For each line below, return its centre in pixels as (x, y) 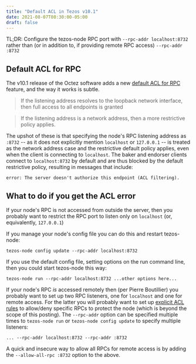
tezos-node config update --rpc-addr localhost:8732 (72, 251)
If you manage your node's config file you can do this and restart (85, 234)
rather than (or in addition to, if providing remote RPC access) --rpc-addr (94, 45)
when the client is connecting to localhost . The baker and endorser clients (97, 155)
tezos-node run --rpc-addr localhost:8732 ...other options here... (92, 279)
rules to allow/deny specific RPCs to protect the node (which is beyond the (97, 308)
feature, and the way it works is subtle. (53, 89)
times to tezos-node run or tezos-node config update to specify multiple (93, 321)
